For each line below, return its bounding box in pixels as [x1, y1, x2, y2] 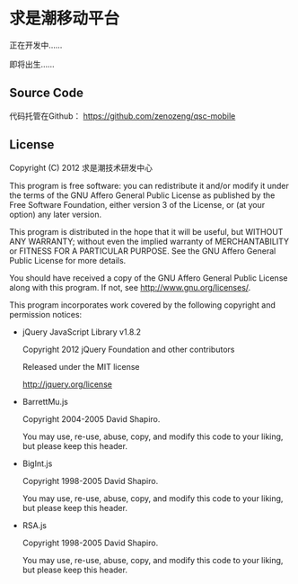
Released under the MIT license [22, 361, 140, 372]
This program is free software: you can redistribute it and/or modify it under [9, 180, 289, 191]
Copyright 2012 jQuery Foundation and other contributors [22, 344, 235, 355]
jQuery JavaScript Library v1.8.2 [22, 326, 142, 337]
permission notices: [9, 309, 83, 319]
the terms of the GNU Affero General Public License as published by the [9, 190, 276, 201]
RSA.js [22, 519, 48, 531]
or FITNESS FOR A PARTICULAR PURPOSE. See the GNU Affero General [9, 245, 276, 256]
